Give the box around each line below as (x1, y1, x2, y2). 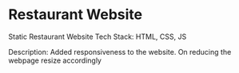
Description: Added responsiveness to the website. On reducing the (8, 47, 232, 56)
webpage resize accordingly (8, 56, 102, 65)
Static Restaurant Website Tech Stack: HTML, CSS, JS (8, 32, 187, 41)
